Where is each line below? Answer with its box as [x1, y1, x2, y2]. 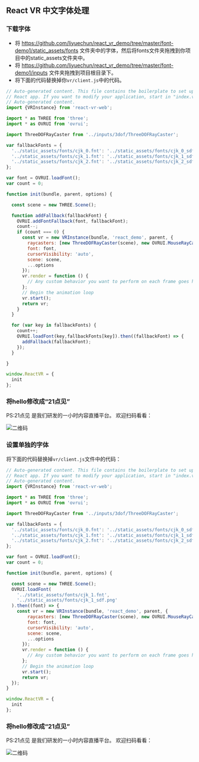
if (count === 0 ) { [17, 229, 65, 235]
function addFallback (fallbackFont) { [11, 213, 108, 218]
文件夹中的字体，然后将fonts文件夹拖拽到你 [79, 47, 185, 54]
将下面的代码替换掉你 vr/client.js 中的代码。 [14, 76, 125, 83]
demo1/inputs [14, 69, 48, 76]
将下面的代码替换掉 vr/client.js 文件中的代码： [6, 455, 121, 462]
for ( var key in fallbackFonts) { [11, 322, 97, 329]
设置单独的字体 [6, 441, 49, 449]
